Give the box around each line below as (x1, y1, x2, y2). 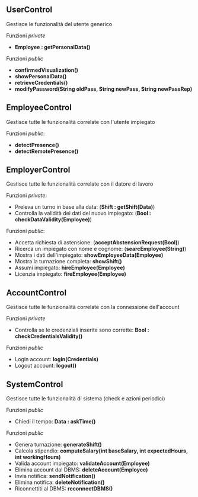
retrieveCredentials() (14, 79, 68, 86)
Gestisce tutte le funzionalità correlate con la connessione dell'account (6, 304, 180, 311)
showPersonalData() (14, 72, 67, 79)
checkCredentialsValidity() (14, 333, 83, 340)
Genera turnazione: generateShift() (14, 441, 102, 448)
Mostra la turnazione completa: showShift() (14, 258, 122, 265)
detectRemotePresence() (14, 148, 79, 155)
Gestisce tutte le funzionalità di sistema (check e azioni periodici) (6, 395, 165, 402)
